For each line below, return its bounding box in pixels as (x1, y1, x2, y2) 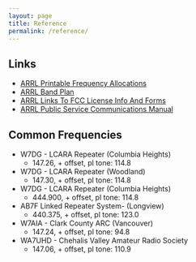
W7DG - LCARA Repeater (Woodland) (19, 167, 146, 176)
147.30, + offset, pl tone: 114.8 (32, 175, 131, 185)
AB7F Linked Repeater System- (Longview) (19, 201, 164, 211)
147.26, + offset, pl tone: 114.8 (32, 158, 131, 167)
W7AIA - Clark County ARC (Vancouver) (19, 218, 154, 228)
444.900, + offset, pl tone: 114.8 (32, 192, 139, 202)
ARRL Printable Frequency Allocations (19, 79, 147, 88)
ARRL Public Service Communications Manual (19, 105, 174, 114)
